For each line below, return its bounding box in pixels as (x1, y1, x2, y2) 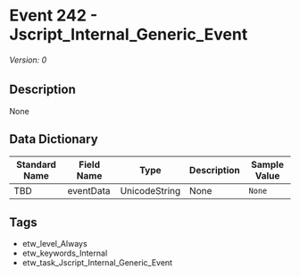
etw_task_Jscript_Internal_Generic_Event (21, 257, 172, 268)
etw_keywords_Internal (21, 248, 108, 259)
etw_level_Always (21, 239, 87, 249)
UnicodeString (120, 184, 181, 197)
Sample (251, 158, 284, 171)
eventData (67, 184, 111, 197)
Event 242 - (9, 5, 98, 26)
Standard (16, 158, 56, 171)
